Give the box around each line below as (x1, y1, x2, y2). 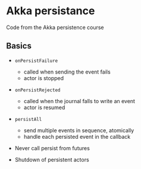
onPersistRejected (14, 87, 61, 93)
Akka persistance (6, 4, 95, 18)
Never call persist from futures (14, 144, 90, 152)
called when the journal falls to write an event (23, 97, 136, 104)
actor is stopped (23, 74, 64, 81)
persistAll (14, 116, 42, 122)
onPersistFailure (14, 58, 58, 63)
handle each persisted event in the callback (23, 133, 131, 140)
